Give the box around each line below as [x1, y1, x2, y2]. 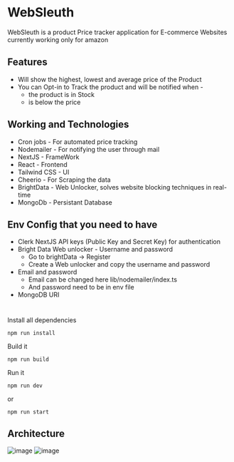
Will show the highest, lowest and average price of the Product [17, 75, 202, 83]
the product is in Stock [28, 90, 95, 98]
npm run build [7, 356, 50, 363]
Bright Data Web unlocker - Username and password [17, 245, 173, 254]
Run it [7, 368, 25, 376]
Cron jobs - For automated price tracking [17, 137, 138, 146]
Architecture [7, 427, 65, 439]
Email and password [17, 268, 78, 277]
